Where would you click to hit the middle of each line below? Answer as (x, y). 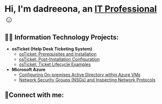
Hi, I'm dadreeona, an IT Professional (81, 9)
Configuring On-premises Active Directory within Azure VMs (80, 75)
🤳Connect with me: (34, 95)
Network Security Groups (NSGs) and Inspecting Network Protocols (87, 80)
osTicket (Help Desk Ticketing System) (52, 49)
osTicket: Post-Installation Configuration (59, 59)
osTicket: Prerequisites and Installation (58, 54)
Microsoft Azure (29, 69)
